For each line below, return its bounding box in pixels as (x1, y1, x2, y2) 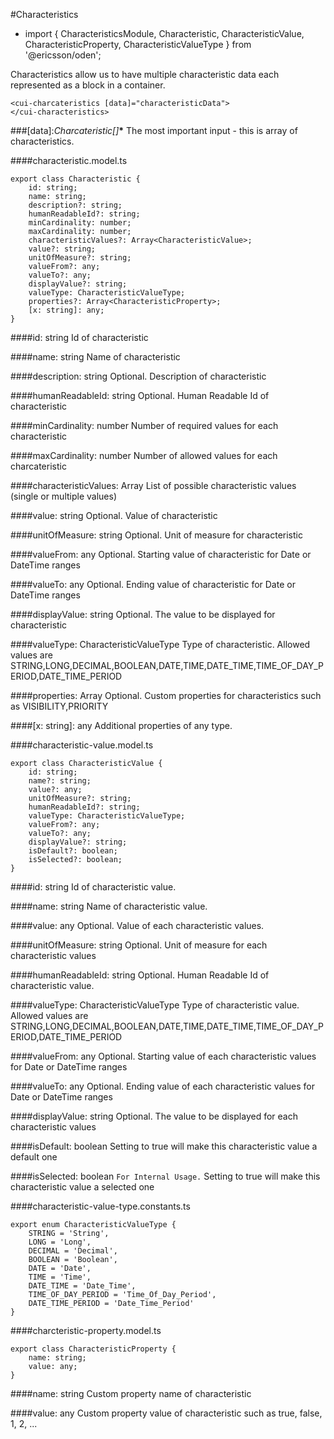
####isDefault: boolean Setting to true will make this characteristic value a (10, 1140, 318, 1152)
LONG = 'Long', (28, 1237, 92, 1247)
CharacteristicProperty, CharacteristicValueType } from (24, 39, 252, 50)
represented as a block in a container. (10, 79, 166, 91)
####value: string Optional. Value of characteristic (10, 510, 218, 521)
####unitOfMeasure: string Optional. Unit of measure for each (10, 939, 268, 951)
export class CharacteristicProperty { (10, 1344, 177, 1354)
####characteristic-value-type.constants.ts (10, 1200, 191, 1212)
